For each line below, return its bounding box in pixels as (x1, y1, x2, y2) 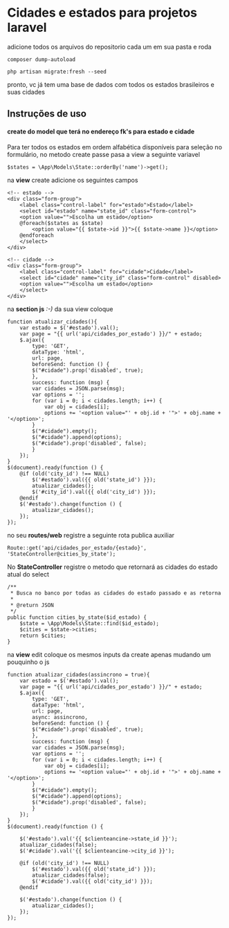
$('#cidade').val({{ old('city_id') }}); (32, 877, 154, 885)
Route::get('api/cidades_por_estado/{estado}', (7, 544, 147, 552)
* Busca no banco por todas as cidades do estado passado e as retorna (10, 589, 221, 597)
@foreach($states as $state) (19, 219, 104, 226)
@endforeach (19, 231, 54, 239)
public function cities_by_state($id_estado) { (7, 613, 147, 621)
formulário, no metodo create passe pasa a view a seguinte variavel (7, 150, 201, 158)
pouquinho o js (7, 658, 50, 666)
